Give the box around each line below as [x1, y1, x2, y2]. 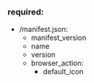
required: [7, 6, 45, 18]
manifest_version [30, 33, 87, 42]
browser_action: [30, 58, 84, 68]
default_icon [42, 67, 84, 77]
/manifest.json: [18, 25, 69, 34]
